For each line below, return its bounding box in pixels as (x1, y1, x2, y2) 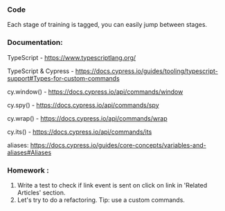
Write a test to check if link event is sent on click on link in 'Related (17, 181, 208, 189)
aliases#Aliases (7, 148, 52, 157)
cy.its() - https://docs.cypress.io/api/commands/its (7, 128, 152, 136)
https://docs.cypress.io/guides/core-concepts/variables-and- (30, 141, 206, 149)
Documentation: (7, 38, 64, 48)
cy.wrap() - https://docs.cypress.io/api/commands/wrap (7, 114, 168, 122)
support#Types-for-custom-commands (7, 74, 120, 82)
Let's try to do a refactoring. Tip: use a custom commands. (17, 195, 186, 204)
